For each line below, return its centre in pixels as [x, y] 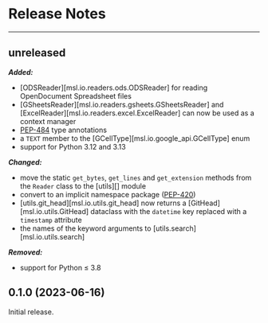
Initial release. [31, 312]
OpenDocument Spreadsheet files [75, 95]
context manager [48, 121]
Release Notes [57, 14]
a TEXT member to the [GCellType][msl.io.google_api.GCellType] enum [135, 138]
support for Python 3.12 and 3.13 [73, 146]
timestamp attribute [51, 220]
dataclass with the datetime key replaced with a [169, 211]
